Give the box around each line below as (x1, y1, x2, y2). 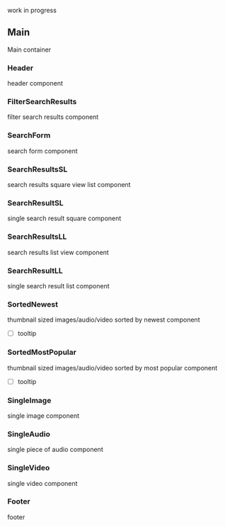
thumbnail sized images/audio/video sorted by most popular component (7, 363, 218, 372)
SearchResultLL (7, 266, 64, 276)
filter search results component (7, 113, 99, 121)
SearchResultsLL (7, 232, 67, 242)
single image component (7, 411, 80, 420)
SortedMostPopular (7, 347, 76, 357)
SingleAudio (7, 429, 51, 438)
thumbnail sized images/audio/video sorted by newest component (7, 315, 200, 324)
